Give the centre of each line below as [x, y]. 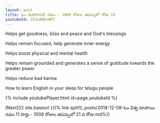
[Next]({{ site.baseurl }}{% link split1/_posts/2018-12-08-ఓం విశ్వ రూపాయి [80, 108]
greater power [20, 68]
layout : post [19, 10]
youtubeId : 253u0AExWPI [30, 19]
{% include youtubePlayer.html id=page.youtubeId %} [62, 98]
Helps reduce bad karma [31, 78]
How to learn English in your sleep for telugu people [59, 88]
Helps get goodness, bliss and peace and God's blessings [66, 34]
